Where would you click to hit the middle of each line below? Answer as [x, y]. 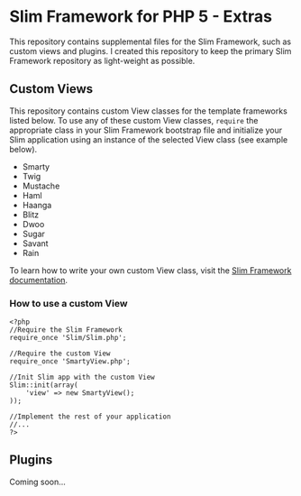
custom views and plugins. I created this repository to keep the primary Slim [150, 51]
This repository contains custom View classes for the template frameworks [149, 111]
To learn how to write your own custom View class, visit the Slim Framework [150, 270]
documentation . [39, 280]
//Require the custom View [60, 354]
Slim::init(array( [44, 385]
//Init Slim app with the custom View [82, 377]
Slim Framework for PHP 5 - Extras [141, 17]
